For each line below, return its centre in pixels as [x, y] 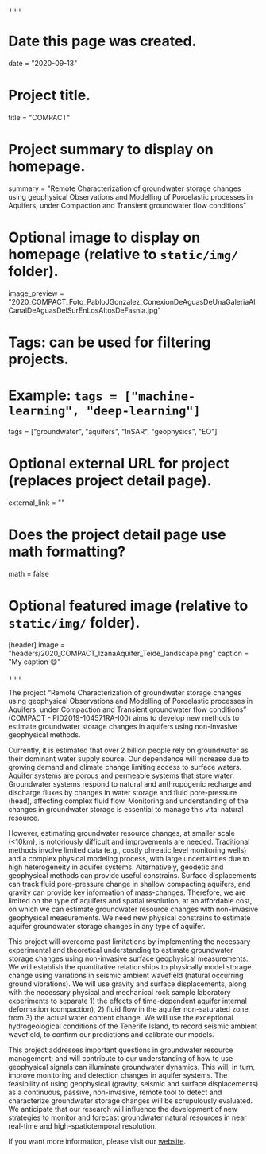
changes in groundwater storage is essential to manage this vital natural [126, 809]
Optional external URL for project [119, 464]
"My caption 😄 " [35, 662]
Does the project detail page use [117, 534]
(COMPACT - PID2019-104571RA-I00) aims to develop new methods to [124, 717]
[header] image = [37, 644]
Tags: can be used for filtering [110, 342]
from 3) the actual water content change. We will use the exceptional [121, 1017]
